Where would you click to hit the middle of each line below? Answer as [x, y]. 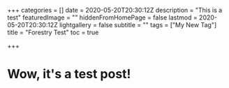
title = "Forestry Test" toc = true [53, 32]
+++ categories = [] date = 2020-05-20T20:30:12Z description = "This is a [115, 10]
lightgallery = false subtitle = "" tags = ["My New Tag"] [138, 25]
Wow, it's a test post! [69, 74]
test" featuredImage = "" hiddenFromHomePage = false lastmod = [102, 17]
